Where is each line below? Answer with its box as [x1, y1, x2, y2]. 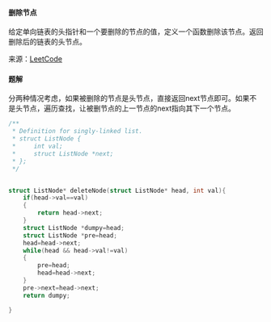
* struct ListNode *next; [11, 149, 114, 157]
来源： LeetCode [8, 54, 63, 64]
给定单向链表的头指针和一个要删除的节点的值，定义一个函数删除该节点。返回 [8, 27, 264, 36]
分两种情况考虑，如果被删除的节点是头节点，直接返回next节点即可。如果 [8, 94, 250, 103]
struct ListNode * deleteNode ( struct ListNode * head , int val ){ [8, 186, 227, 194]
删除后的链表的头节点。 [8, 37, 87, 47]
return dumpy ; [23, 291, 70, 299]
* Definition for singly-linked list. [11, 128, 143, 136]
